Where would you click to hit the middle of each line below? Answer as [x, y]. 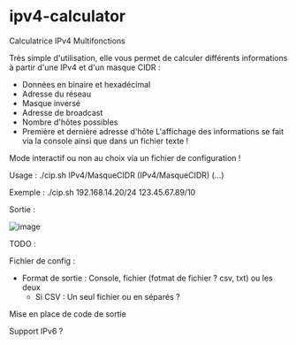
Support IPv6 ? [36, 331]
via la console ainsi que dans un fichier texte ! [105, 141]
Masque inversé [51, 103]
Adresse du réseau [56, 94]
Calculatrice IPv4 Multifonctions [67, 41]
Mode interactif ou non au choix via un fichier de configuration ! [125, 157]
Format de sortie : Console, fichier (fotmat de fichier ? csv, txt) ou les [147, 278]
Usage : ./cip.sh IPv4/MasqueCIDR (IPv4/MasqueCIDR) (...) [117, 175]
